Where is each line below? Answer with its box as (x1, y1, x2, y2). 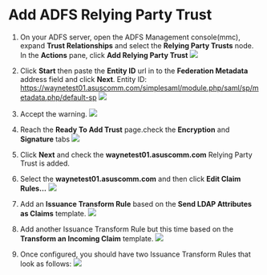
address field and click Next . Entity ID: (19, 74, 147, 84)
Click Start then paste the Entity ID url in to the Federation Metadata (19, 66, 249, 76)
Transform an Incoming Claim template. (19, 233, 154, 243)
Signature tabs (19, 134, 71, 144)
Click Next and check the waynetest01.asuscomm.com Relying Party (19, 150, 253, 159)
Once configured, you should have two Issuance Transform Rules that (19, 249, 251, 259)
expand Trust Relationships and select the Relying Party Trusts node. (19, 40, 254, 50)
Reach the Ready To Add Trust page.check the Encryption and (19, 125, 230, 134)
